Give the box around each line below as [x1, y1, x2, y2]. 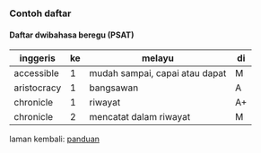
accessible [13, 67, 60, 80]
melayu [142, 52, 175, 64]
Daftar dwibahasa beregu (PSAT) [9, 30, 135, 40]
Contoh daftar [9, 7, 72, 20]
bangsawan [89, 81, 139, 94]
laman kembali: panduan [9, 133, 100, 145]
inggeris [19, 52, 57, 64]
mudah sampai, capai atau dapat [89, 67, 227, 80]
